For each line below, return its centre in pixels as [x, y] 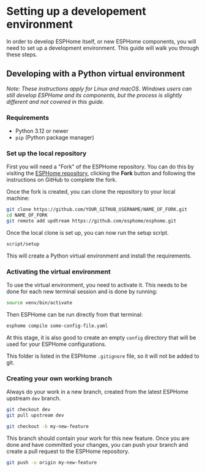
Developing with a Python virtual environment [96, 74]
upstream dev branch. [34, 398]
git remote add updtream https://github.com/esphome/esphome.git [91, 221]
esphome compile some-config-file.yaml [57, 326]
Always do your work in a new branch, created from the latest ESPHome [97, 392]
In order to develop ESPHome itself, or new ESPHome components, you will [101, 41]
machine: [18, 199]
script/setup [23, 244]
